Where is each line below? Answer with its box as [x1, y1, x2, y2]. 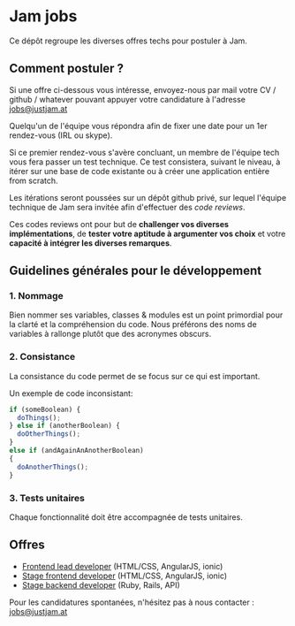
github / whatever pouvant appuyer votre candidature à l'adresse [9, 94, 246, 104]
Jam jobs [9, 6, 78, 27]
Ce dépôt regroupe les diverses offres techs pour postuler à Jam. [9, 35, 247, 46]
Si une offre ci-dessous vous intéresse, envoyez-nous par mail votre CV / [9, 84, 276, 95]
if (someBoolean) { [9, 405, 81, 414]
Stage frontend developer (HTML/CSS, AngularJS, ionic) [21, 570, 228, 581]
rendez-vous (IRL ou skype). [9, 130, 113, 141]
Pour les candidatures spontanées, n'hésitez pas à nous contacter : [9, 597, 254, 607]
